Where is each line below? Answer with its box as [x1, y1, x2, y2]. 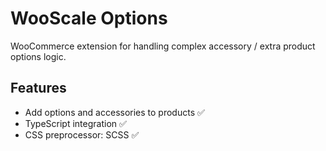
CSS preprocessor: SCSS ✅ [24, 128, 140, 141]
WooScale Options [10, 7, 168, 30]
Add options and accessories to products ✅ [24, 106, 205, 118]
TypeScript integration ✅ [24, 117, 127, 129]
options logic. [10, 50, 67, 62]
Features [10, 80, 67, 97]
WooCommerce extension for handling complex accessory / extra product [10, 40, 316, 52]
